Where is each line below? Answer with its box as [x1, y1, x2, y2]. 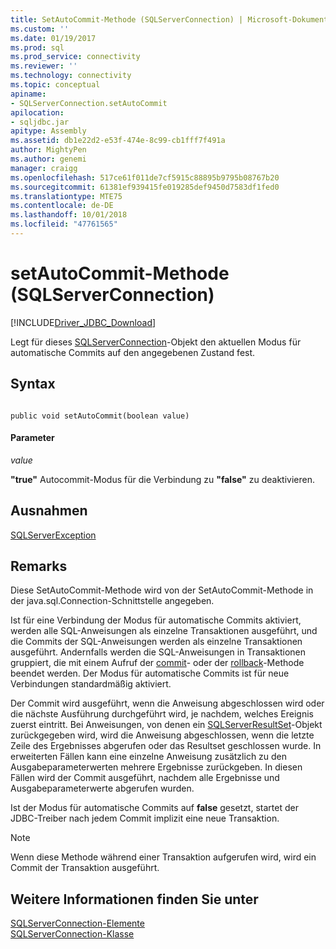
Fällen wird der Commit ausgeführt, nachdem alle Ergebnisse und [10, 772, 280, 784]
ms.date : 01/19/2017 [10, 33, 97, 43]
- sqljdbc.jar [10, 117, 70, 127]
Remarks [10, 558, 68, 575]
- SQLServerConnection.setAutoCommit [10, 98, 168, 108]
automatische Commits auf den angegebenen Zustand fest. [10, 346, 256, 358]
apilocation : [10, 107, 65, 118]
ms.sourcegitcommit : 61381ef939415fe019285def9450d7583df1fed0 [10, 182, 280, 192]
